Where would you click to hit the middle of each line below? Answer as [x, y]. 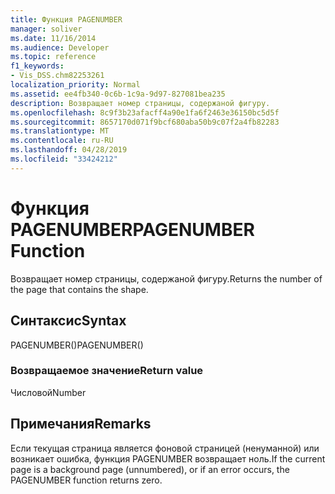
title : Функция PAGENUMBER [66, 19]
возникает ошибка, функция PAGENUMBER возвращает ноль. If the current [168, 458]
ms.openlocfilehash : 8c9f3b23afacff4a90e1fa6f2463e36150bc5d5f [145, 112]
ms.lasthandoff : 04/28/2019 [69, 150]
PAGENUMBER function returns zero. [86, 480]
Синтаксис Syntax [68, 321]
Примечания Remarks [81, 424]
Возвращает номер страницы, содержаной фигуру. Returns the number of [166, 278]
